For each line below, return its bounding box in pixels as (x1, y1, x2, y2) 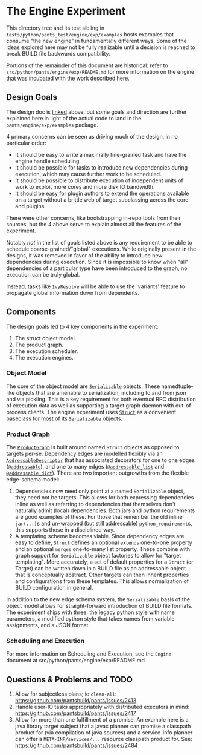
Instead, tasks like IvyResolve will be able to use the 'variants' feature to (6, 283, 185, 290)
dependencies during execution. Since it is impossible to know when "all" (6, 258, 189, 265)
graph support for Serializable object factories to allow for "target (14, 552, 181, 559)
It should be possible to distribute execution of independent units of (14, 177, 184, 184)
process (6, 408, 27, 415)
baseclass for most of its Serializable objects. (6, 415, 122, 422)
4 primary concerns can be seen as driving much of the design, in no (6, 133, 178, 140)
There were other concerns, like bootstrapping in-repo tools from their (6, 214, 181, 222)
